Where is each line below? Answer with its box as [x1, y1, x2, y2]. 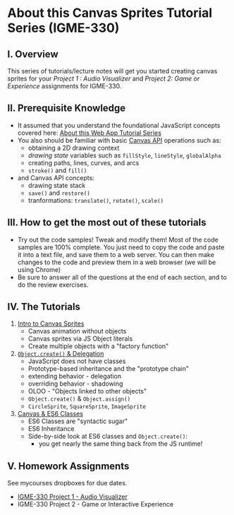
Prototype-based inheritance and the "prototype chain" [27, 365, 189, 373]
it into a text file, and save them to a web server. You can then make [17, 250, 215, 259]
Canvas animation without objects [27, 327, 127, 336]
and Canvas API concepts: [17, 173, 95, 182]
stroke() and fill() [27, 166, 87, 174]
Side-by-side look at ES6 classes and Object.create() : [27, 432, 188, 441]
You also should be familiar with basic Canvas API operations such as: [17, 136, 221, 144]
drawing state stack [27, 181, 86, 189]
